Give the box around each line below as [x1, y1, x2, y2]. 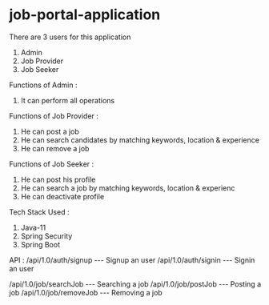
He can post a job [20, 126, 79, 136]
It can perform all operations [20, 95, 115, 105]
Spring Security [20, 231, 73, 241]
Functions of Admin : [9, 80, 78, 90]
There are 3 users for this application [9, 32, 131, 42]
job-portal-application [9, 6, 161, 24]
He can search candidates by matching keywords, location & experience [20, 134, 259, 145]
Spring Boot [20, 239, 61, 249]
